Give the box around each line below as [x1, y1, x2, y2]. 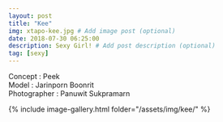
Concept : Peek [8, 72, 60, 81]
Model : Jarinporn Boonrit [8, 80, 95, 90]
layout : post [8, 11, 53, 20]
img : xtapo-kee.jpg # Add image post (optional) [8, 27, 176, 35]
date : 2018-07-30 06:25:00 [8, 34, 100, 43]
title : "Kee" [8, 19, 53, 27]
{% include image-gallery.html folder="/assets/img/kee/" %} [8, 104, 211, 114]
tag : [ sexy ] [8, 49, 49, 57]
